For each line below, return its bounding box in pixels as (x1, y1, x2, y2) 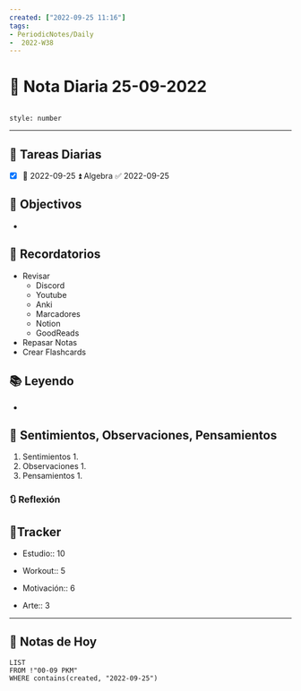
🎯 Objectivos (9, 197, 82, 212)
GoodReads (35, 328, 80, 338)
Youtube (35, 289, 67, 300)
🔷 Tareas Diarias (9, 147, 102, 162)
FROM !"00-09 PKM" (9, 666, 78, 675)
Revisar (21, 270, 51, 281)
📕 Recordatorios (9, 247, 101, 262)
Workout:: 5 (21, 566, 65, 576)
